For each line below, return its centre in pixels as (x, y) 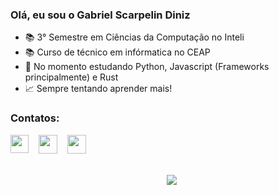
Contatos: (35, 118)
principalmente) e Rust (71, 77)
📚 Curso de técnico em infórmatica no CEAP (117, 52)
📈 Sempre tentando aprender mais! (98, 89)
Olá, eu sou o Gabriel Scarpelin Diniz (100, 15)
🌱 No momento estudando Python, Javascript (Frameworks (147, 67)
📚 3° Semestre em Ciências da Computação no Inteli (134, 37)
